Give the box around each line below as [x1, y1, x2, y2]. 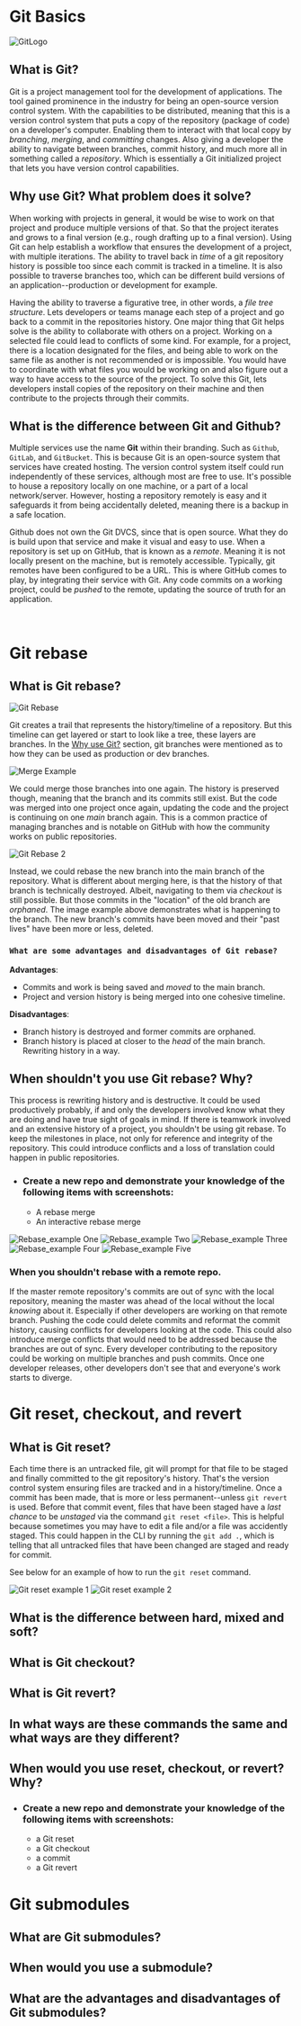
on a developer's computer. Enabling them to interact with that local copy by [9, 124, 292, 135]
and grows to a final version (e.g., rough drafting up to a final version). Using [9, 231, 292, 242]
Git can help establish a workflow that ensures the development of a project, [9, 241, 292, 252]
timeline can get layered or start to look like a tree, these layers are [9, 729, 256, 740]
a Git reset [35, 1833, 75, 1844]
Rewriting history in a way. [22, 1045, 120, 1056]
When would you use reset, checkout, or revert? [9, 1761, 285, 1777]
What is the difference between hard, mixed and [9, 1610, 285, 1625]
